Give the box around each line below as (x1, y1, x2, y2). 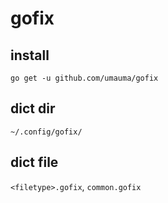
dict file (10, 154, 59, 171)
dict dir (10, 100, 56, 117)
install (10, 47, 50, 64)
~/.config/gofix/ (10, 127, 83, 137)
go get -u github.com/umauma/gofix (10, 73, 159, 83)
